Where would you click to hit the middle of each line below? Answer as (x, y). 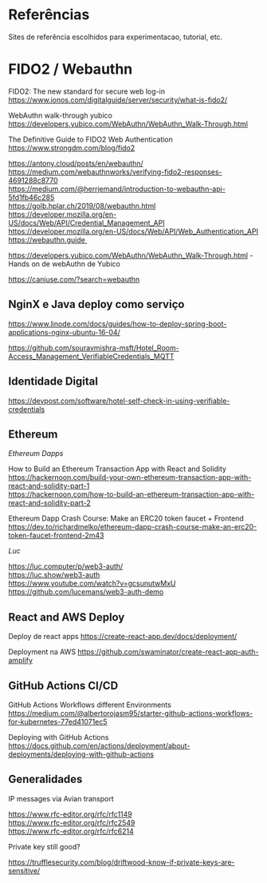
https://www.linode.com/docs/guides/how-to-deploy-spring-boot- (118, 324)
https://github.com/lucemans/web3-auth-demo (86, 592)
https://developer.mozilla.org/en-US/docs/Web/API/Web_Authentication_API (133, 231)
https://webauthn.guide (47, 240)
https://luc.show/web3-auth (54, 575)
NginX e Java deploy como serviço (96, 304)
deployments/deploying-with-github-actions (81, 754)
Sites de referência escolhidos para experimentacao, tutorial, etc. (116, 37)
